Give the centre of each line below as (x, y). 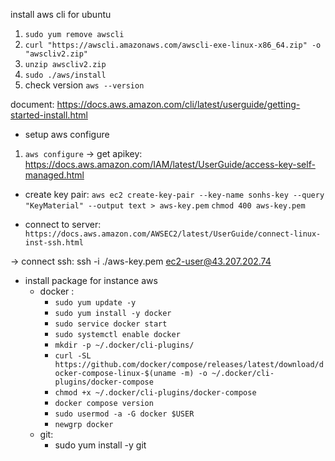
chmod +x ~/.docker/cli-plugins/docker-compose (155, 393)
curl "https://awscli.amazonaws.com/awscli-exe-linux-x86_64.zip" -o (173, 45)
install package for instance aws (91, 280)
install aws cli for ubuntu (61, 14)
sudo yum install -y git (100, 445)
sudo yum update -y (95, 303)
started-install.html (49, 115)
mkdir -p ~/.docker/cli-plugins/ (124, 345)
